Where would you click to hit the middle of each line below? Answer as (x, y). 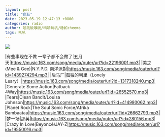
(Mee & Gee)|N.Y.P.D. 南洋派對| (37, 69)
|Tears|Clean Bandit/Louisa (33, 97)
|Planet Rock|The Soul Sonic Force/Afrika (47, 107)
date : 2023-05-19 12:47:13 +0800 (39, 19)
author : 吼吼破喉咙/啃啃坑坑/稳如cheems (43, 28)
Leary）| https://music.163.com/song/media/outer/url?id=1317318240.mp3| (81, 81)
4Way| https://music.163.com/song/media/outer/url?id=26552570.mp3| (77, 92)
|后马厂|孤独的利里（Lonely (78, 75)
